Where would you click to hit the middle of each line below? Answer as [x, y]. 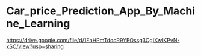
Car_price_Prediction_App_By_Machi [101, 11]
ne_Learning [38, 24]
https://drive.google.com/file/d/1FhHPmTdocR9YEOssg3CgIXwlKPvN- [93, 40]
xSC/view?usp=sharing [35, 46]
